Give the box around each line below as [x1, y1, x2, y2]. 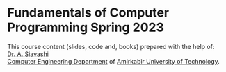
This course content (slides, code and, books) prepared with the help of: [7, 42, 215, 51]
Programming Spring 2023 [7, 19, 165, 35]
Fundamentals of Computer [7, 5, 169, 21]
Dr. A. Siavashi [7, 50, 49, 58]
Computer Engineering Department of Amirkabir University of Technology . [7, 57, 220, 65]
